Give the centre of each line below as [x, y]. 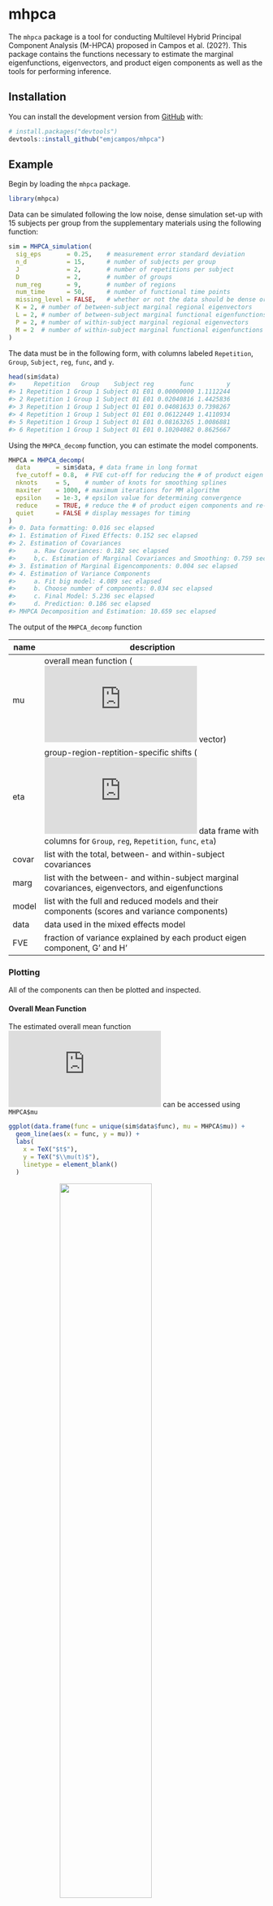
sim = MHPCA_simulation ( [50, 247]
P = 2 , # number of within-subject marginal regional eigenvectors [132, 322]
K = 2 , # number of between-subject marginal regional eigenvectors [134, 307]
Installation [37, 97]
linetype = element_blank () [70, 1164]
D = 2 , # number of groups [94, 277]
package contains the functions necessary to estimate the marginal [121, 54]
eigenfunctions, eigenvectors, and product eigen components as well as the [135, 63]
